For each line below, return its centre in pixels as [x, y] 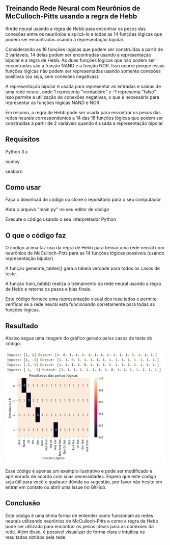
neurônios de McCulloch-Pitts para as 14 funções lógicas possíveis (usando [85, 253]
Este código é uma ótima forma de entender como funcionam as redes [79, 515]
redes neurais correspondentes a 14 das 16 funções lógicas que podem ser [84, 118]
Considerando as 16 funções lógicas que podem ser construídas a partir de [84, 49]
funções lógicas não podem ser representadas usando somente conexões [83, 71]
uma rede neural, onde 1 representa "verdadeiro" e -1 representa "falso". [81, 92]
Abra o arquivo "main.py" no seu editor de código [57, 210]
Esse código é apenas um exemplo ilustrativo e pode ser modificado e [79, 471]
